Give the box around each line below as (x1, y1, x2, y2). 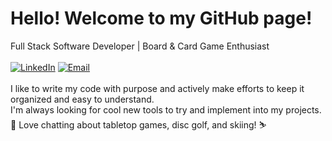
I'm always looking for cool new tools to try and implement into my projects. (10, 103, 322, 116)
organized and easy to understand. (10, 93, 155, 105)
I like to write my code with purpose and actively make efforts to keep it (10, 82, 305, 94)
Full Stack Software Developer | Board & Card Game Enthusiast (10, 40, 270, 52)
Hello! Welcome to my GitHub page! (10, 7, 313, 30)
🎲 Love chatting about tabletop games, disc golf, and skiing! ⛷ (10, 118, 267, 131)
